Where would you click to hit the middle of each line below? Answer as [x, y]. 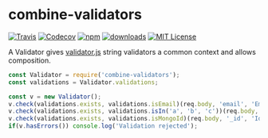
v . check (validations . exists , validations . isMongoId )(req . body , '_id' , [128, 119]
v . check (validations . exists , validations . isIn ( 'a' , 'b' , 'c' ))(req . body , [134, 111]
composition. [30, 60]
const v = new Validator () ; [55, 97]
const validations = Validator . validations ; [83, 82]
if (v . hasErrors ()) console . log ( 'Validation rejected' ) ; [103, 126]
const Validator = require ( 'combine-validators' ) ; [94, 75]
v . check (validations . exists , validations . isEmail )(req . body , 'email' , [128, 104]
